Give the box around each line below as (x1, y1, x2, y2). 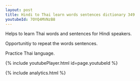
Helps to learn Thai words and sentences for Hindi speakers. (5, 31, 132, 37)
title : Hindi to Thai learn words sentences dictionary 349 (5, 12, 135, 17)
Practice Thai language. (5, 50, 55, 56)
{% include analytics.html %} (5, 70, 66, 76)
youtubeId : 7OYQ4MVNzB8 (5, 17, 56, 22)
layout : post (5, 7, 33, 13)
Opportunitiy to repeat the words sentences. (5, 40, 98, 47)
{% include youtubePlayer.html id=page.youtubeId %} (5, 60, 118, 66)
